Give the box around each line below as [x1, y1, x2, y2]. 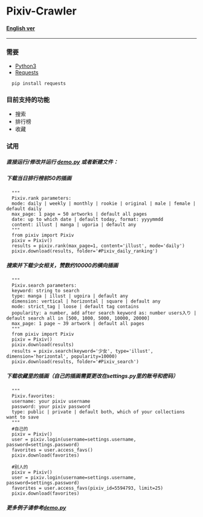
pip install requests [11, 80, 66, 86]
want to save [6, 414, 39, 420]
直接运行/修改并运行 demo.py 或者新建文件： [6, 158, 119, 165]
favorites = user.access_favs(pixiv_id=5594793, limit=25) [11, 485, 164, 492]
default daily [6, 206, 42, 212]
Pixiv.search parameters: [11, 283, 77, 289]
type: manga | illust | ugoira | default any [11, 293, 129, 300]
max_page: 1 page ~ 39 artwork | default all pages [11, 321, 145, 327]
